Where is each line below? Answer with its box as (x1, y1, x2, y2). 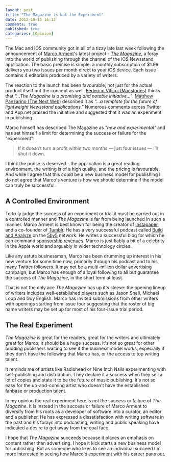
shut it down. (17, 151, 45, 157)
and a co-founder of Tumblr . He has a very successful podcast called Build (5, 226, 163, 233)
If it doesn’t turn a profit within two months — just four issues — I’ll (17, 145, 158, 151)
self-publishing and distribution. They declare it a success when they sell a (5, 371, 163, 377)
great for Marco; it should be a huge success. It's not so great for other (5, 340, 155, 346)
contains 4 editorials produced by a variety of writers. (5, 72, 118, 78)
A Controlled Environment (5, 197, 90, 206)
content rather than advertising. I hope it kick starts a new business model (5, 440, 161, 446)
